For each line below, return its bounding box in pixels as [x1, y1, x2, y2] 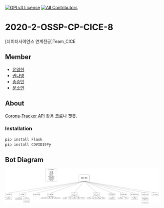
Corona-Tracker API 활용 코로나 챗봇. [5, 113, 78, 119]
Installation [5, 125, 33, 132]
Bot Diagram [5, 156, 44, 164]
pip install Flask [5, 137, 42, 142]
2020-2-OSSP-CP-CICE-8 [5, 22, 114, 33]
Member [5, 53, 32, 61]
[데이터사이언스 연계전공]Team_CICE [5, 38, 76, 44]
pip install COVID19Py [5, 142, 51, 147]
